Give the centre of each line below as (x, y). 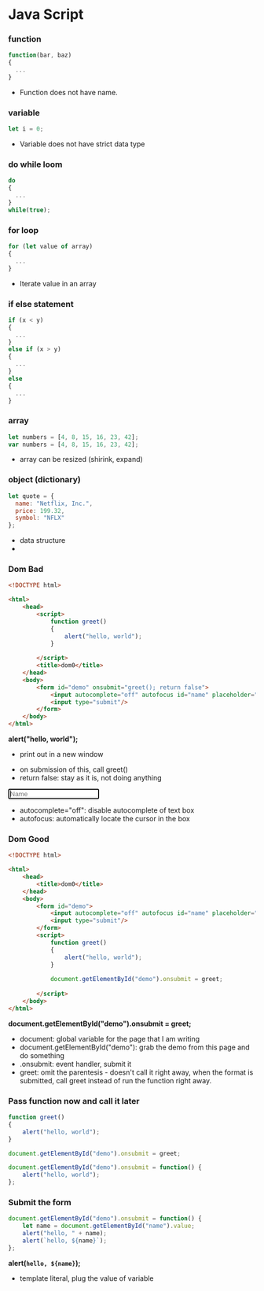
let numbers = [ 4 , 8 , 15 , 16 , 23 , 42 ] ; (73, 437)
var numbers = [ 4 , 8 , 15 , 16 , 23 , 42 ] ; (73, 444)
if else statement (41, 304)
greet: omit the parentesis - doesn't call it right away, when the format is (136, 1072)
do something (42, 1055)
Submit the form (40, 1202)
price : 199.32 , (40, 511)
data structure (42, 540)
